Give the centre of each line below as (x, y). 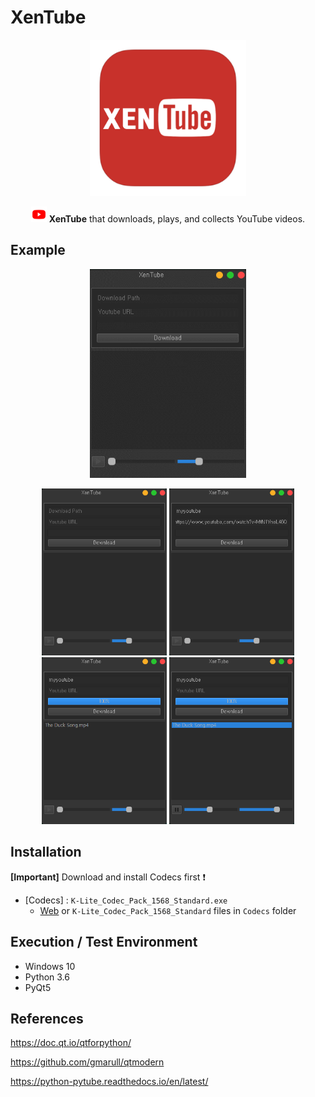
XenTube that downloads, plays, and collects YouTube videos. (177, 218)
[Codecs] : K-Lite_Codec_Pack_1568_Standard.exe (126, 900)
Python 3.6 (47, 977)
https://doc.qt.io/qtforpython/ (71, 1043)
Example (38, 250)
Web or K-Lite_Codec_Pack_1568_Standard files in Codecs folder (168, 910)
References (47, 1018)
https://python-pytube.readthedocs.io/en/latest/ (109, 1082)
